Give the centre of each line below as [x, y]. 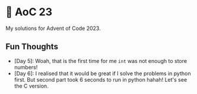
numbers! [26, 67]
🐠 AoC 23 [29, 12]
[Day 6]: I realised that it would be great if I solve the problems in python [102, 73]
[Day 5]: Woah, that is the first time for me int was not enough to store [101, 61]
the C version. [31, 86]
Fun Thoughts [32, 47]
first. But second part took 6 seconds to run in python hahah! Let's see [101, 79]
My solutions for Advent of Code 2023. [53, 28]
